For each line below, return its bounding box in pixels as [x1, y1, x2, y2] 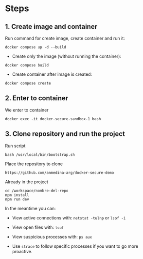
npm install [5, 193, 29, 197]
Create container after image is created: [12, 71, 92, 77]
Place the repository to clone [5, 161, 63, 167]
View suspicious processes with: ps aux [12, 234, 92, 239]
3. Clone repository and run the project [5, 130, 125, 138]
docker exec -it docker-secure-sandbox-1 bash [5, 116, 101, 121]
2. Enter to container [5, 94, 69, 103]
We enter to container [5, 107, 49, 113]
